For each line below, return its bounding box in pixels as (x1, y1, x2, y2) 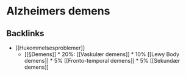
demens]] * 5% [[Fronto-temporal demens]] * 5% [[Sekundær (24, 57, 181, 64)
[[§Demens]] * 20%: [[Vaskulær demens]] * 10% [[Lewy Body (24, 51, 180, 58)
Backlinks (6, 28, 45, 39)
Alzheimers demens (6, 4, 110, 18)
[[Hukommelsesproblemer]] (15, 44, 85, 51)
